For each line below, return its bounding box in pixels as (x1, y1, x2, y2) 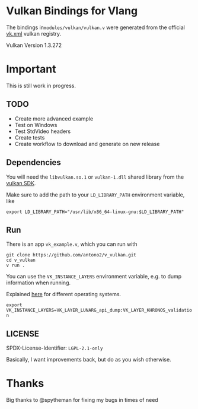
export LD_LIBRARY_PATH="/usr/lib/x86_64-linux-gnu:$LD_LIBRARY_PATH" (6, 209, 184, 215)
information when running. (6, 279, 71, 286)
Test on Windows (14, 121, 58, 128)
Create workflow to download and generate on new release (14, 140, 160, 147)
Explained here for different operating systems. (6, 291, 122, 298)
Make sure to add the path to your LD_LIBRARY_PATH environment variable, (6, 191, 185, 198)
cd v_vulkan (6, 257, 36, 264)
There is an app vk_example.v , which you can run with (6, 240, 138, 248)
